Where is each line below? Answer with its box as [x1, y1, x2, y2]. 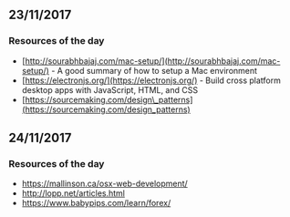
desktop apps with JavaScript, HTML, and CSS [21, 84, 198, 95]
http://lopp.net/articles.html [21, 188, 125, 199]
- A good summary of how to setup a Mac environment [50, 65, 257, 76]
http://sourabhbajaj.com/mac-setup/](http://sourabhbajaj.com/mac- [25, 55, 281, 67]
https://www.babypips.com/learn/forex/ [21, 198, 171, 209]
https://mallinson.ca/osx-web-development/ [21, 178, 188, 190]
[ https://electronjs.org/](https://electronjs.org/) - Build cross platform [21, 75, 282, 86]
